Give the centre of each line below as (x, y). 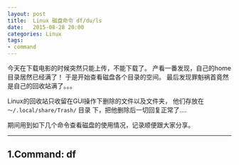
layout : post (27, 14)
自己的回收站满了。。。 (44, 86)
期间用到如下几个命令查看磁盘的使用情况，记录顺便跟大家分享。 (101, 125)
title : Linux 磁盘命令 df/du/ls (55, 21)
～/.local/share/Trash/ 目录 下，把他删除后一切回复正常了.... (97, 110)
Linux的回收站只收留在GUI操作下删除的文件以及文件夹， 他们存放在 (106, 101)
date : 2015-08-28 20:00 (46, 27)
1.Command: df (42, 155)
